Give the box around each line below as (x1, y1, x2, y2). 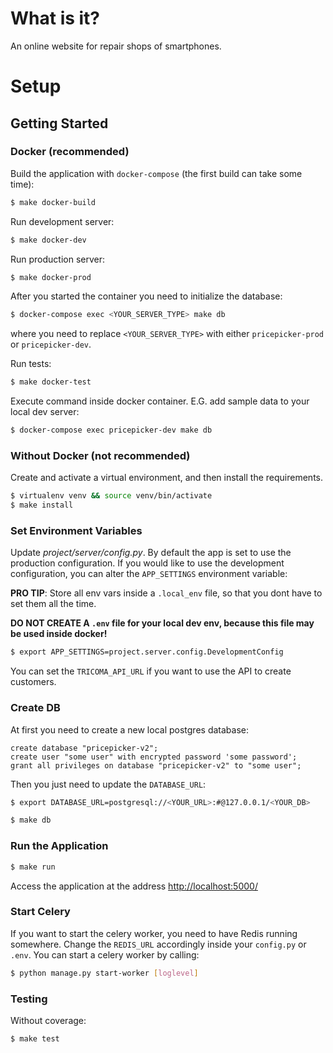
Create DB (10, 701, 61, 715)
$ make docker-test (10, 377, 92, 387)
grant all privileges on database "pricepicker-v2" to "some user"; (10, 760, 302, 771)
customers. (10, 676, 57, 688)
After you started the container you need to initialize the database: (10, 290, 283, 302)
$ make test (10, 1033, 60, 1044)
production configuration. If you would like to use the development (10, 557, 285, 569)
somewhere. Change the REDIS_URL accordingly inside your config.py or (10, 938, 307, 950)
